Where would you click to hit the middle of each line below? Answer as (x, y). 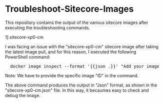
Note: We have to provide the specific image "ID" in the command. (72, 75)
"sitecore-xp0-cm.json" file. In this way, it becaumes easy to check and (77, 90)
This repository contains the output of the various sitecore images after (77, 22)
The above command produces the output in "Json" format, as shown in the (81, 85)
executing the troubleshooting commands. (48, 27)
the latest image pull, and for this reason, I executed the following (71, 52)
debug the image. (23, 95)
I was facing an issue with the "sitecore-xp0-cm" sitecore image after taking (82, 46)
